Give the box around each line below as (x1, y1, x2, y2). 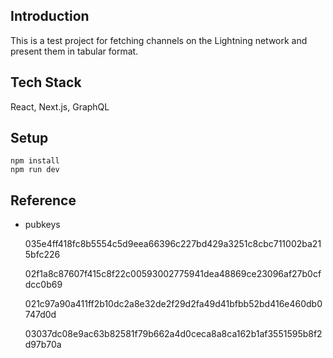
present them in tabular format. (10, 45, 139, 57)
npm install (10, 156, 60, 166)
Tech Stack (10, 74, 82, 91)
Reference (10, 192, 77, 209)
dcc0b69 (24, 279, 63, 291)
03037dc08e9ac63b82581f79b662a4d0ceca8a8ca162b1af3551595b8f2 (24, 328, 323, 340)
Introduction (10, 8, 90, 25)
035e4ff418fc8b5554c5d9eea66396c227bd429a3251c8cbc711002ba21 (24, 238, 322, 250)
